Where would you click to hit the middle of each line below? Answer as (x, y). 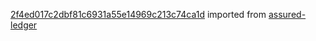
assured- (287, 14)
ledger (24, 25)
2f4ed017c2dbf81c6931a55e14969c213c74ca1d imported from (138, 14)
